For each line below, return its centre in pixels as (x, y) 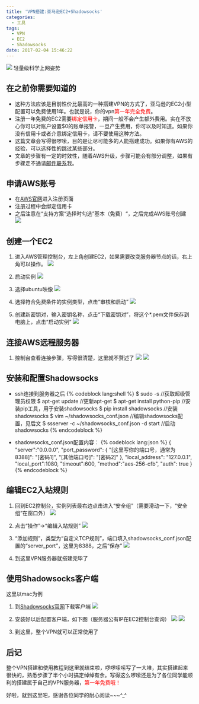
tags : (13, 28)
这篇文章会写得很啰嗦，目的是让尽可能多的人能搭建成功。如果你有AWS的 (104, 141)
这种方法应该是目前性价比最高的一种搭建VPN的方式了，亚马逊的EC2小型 (103, 104)
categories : (21, 17)
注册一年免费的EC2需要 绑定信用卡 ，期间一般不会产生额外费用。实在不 (100, 119)
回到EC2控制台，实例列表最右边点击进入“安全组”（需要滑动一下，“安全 (101, 505)
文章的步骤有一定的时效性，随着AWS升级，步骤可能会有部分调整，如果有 (104, 155)
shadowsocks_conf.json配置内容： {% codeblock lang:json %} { (93, 442)
